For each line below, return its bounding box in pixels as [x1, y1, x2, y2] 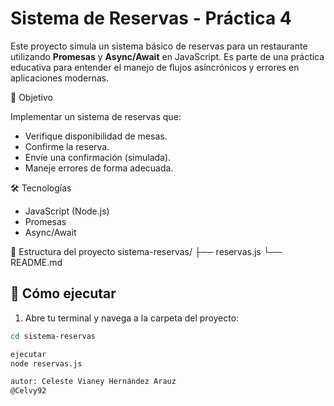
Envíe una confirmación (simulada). [24, 151, 172, 163]
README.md [10, 256, 63, 268]
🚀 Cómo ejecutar [10, 285, 117, 302]
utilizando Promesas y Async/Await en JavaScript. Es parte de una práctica [10, 50, 325, 62]
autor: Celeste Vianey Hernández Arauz [10, 377, 177, 387]
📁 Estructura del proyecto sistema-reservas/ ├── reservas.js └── [10, 245, 283, 257]
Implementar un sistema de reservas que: [10, 110, 182, 122]
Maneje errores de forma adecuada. [24, 162, 174, 174]
